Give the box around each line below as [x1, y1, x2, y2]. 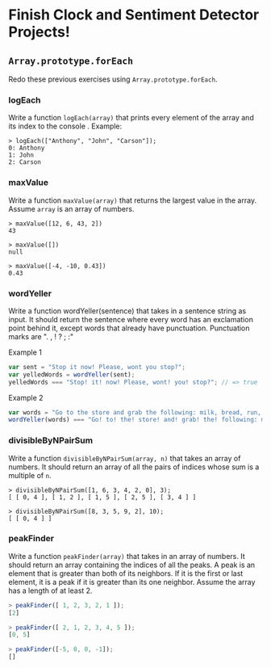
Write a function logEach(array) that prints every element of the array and [8, 113, 254, 123]
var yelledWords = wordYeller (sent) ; [8, 370, 135, 379]
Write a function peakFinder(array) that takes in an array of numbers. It [8, 551, 246, 561]
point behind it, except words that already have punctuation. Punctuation [8, 323, 250, 333]
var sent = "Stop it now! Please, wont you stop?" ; [8, 363, 186, 371]
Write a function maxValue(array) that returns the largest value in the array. [8, 195, 256, 205]
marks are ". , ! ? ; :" [8, 331, 74, 341]
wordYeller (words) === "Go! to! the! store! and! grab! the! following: [8, 416, 258, 424]
